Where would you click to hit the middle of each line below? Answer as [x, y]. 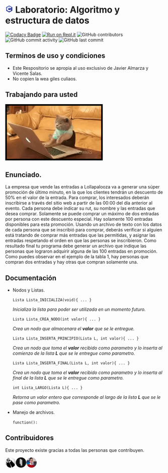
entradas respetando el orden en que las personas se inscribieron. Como [81, 241]
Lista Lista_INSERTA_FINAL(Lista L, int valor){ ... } [71, 363]
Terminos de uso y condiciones [55, 56]
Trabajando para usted [41, 95]
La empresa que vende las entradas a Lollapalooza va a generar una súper [82, 187]
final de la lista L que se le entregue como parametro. [68, 377]
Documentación [31, 278]
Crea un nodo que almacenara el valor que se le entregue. [73, 328]
